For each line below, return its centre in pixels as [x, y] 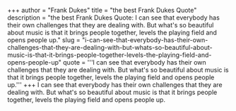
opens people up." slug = [44, 40]
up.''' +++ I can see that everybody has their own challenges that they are [115, 85]
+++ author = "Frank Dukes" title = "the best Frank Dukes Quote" [102, 10]
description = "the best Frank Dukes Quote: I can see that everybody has [114, 18]
